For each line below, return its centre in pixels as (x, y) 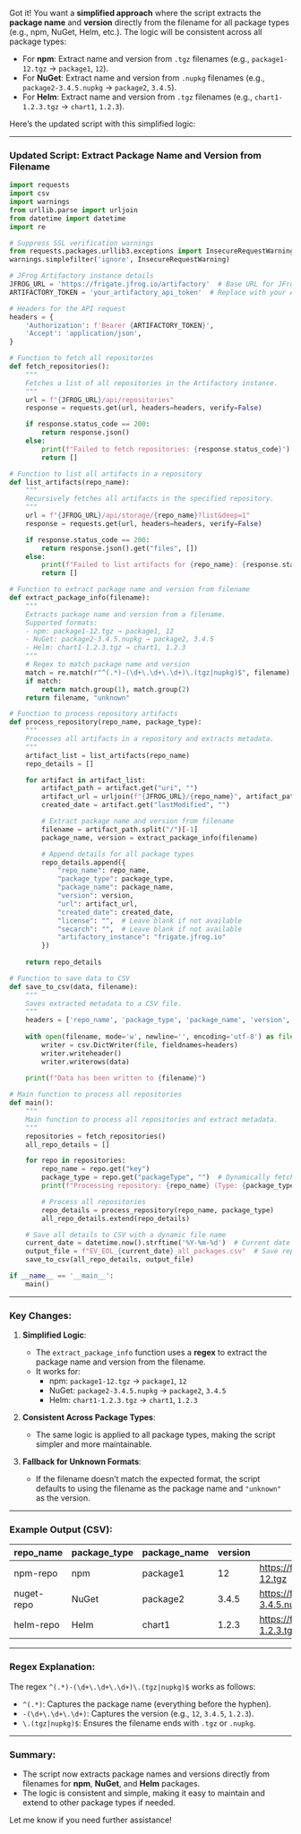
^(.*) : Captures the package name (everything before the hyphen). (146, 1704)
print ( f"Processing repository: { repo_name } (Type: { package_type (168, 1186)
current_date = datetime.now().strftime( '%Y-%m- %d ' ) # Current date (158, 1243)
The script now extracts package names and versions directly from (146, 1774)
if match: (44, 681)
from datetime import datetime (68, 219)
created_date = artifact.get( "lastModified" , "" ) (136, 805)
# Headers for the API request (68, 308)
